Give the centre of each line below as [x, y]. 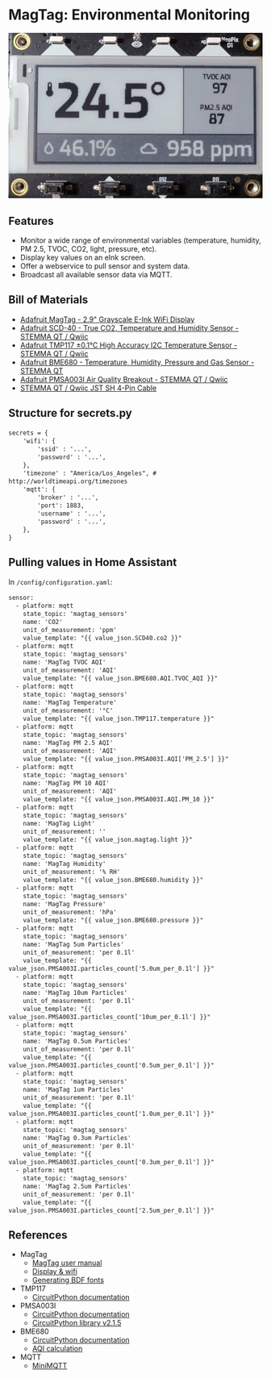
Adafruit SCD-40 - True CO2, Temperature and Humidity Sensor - [129, 327]
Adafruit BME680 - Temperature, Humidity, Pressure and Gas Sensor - [137, 362]
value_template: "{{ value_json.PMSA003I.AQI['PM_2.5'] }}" [126, 759]
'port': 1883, [61, 506]
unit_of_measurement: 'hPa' [70, 912]
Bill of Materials [48, 300]
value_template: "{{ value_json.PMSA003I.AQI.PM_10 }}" [119, 799]
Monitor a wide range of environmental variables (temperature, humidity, [141, 240]
